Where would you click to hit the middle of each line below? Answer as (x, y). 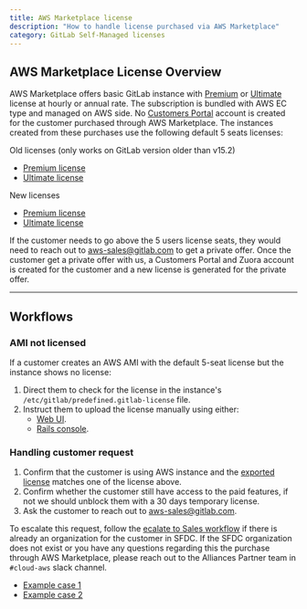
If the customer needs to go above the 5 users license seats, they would (145, 241)
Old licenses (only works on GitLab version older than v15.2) (122, 151)
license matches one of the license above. (102, 482)
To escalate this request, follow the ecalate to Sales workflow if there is (143, 529)
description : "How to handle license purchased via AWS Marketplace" (145, 26)
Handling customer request (72, 452)
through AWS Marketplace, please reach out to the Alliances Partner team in (153, 558)
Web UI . (51, 419)
